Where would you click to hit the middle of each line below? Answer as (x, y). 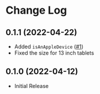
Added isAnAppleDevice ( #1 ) (49, 46)
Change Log (36, 10)
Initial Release (31, 86)
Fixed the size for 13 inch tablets (54, 53)
